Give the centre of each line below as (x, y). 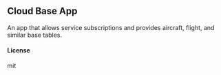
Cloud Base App (42, 11)
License (19, 50)
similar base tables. (35, 35)
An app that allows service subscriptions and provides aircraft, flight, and (111, 27)
